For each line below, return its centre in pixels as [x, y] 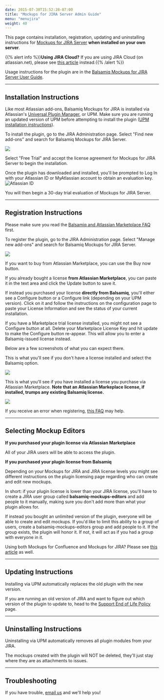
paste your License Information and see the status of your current [71, 308]
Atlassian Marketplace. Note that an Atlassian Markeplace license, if [75, 387]
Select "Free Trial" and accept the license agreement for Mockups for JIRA [80, 158]
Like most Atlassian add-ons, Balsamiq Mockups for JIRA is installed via [77, 109]
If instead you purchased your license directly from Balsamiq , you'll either [80, 293]
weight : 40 [16, 23]
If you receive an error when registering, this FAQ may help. [65, 411]
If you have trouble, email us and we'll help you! [53, 693]
